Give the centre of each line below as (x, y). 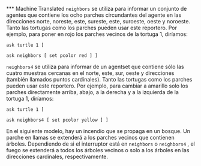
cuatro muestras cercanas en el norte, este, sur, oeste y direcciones (90, 73)
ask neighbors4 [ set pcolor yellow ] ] (58, 120)
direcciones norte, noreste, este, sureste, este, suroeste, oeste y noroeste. (98, 21)
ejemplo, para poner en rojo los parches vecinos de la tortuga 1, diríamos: (97, 34)
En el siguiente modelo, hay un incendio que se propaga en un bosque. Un (98, 131)
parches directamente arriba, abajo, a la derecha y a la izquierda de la (92, 92)
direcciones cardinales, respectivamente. (57, 156)
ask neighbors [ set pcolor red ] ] (52, 56)
